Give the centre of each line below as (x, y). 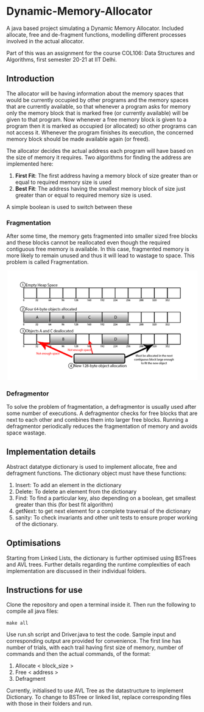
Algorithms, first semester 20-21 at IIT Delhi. (62, 59)
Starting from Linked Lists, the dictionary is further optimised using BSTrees (101, 558)
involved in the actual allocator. (45, 41)
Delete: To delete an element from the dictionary (76, 491)
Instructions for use (45, 590)
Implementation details (51, 452)
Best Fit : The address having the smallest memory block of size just (100, 188)
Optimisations (33, 543)
